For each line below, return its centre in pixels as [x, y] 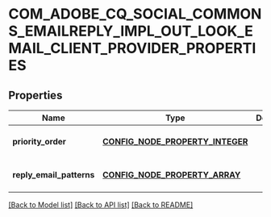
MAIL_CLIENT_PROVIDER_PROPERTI [132, 48]
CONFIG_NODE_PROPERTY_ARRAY [171, 175]
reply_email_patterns [54, 175]
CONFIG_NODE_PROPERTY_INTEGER [175, 142]
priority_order [40, 142]
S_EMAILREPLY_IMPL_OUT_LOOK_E [131, 31]
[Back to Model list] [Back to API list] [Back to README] [101, 205]
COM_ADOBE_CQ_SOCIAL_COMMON [135, 14]
